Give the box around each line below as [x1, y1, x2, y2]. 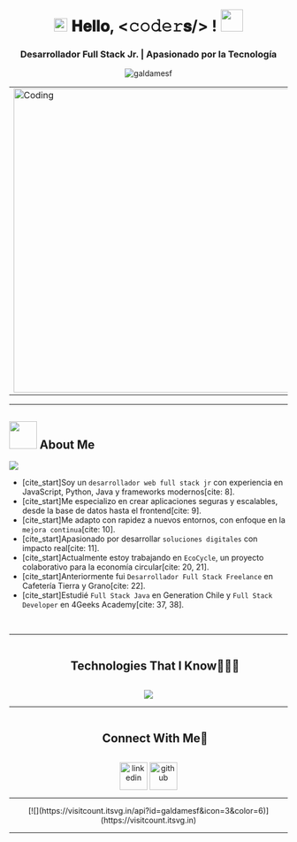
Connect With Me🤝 [102, 731, 209, 746]
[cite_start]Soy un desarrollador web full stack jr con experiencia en [21, 478, 284, 488]
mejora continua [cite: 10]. [21, 524, 116, 535]
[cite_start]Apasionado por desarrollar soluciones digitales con [21, 533, 258, 544]
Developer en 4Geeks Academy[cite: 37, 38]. [21, 600, 184, 610]
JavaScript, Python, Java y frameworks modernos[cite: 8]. [21, 486, 235, 497]
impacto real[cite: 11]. [21, 543, 100, 554]
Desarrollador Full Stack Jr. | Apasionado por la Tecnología [19, 49, 278, 61]
